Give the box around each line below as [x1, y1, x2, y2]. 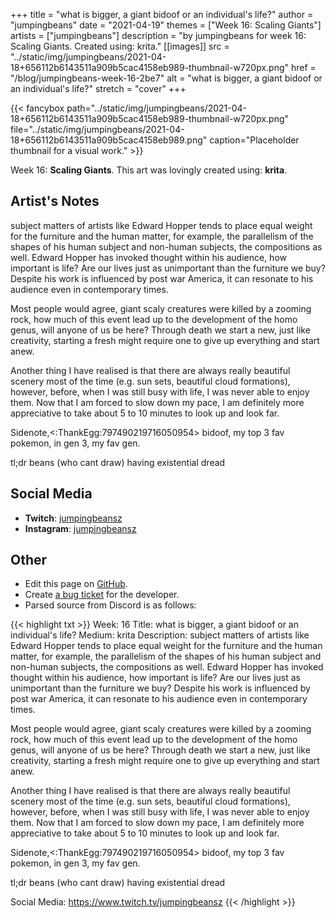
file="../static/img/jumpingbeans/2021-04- [10, 124, 185, 135]
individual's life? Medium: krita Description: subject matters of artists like [10, 629, 310, 641]
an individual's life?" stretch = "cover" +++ [10, 83, 187, 94]
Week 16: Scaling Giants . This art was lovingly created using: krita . [10, 164, 288, 176]
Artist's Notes [10, 193, 100, 210]
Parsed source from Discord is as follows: [24, 599, 197, 611]
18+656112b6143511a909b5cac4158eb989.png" [10, 134, 208, 146]
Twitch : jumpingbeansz [24, 512, 123, 524]
